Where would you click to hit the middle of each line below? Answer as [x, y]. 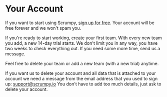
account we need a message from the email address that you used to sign [81, 78]
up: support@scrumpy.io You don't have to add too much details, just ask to [83, 84]
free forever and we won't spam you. [43, 28]
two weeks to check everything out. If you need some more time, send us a [83, 48]
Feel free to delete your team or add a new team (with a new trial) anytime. [82, 63]
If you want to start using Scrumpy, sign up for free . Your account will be [80, 23]
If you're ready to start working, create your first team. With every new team [83, 38]
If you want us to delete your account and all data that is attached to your [80, 73]
